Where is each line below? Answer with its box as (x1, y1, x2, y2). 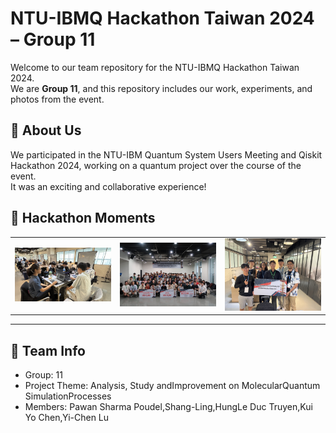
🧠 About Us (10, 122, 82, 139)
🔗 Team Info (10, 342, 86, 359)
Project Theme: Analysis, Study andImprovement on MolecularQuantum (24, 380, 321, 392)
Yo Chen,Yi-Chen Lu (24, 412, 110, 424)
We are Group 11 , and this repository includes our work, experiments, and (10, 82, 313, 94)
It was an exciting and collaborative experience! (10, 180, 207, 192)
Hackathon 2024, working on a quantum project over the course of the (10, 159, 302, 171)
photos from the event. (10, 93, 105, 105)
